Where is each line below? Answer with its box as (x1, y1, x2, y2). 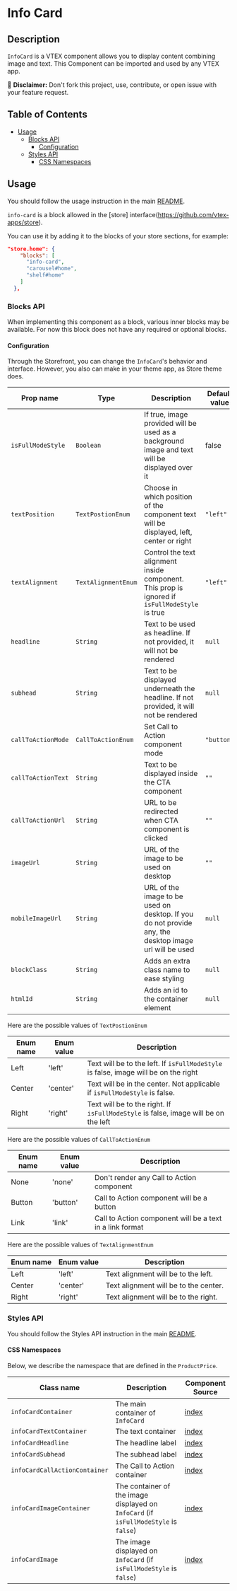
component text (144, 509, 197, 519)
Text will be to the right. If (87, 1099, 171, 1109)
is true (144, 608, 165, 618)
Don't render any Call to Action (94, 1173, 197, 1183)
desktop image (144, 936, 194, 946)
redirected (144, 806, 178, 816)
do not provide (144, 918, 193, 928)
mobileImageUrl (11, 915, 62, 922)
